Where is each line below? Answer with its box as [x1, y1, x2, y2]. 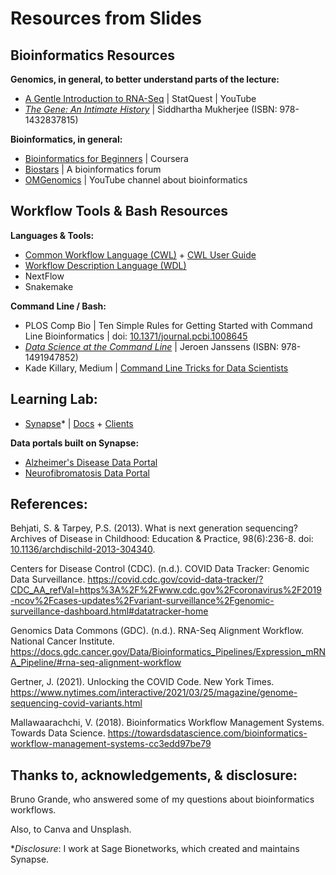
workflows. [10, 804, 57, 816]
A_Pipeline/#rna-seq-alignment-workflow [10, 657, 182, 669]
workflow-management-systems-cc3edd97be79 [10, 738, 212, 750]
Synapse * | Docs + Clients [24, 417, 134, 429]
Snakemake [24, 280, 74, 292]
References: [10, 496, 88, 513]
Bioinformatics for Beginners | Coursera [24, 153, 189, 164]
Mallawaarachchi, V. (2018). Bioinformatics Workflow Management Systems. [10, 717, 325, 729]
